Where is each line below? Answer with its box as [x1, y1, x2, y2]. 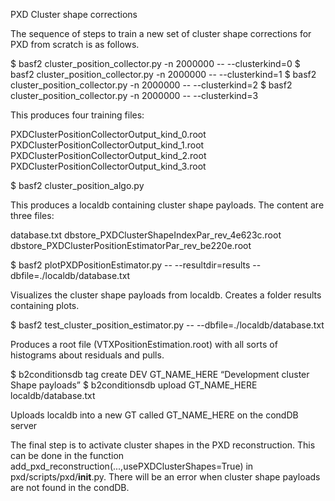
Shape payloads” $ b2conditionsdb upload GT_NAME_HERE [10, 379, 258, 391]
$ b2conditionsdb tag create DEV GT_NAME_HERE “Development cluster [10, 369, 310, 380]
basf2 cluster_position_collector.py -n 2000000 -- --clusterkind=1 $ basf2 [10, 69, 317, 80]
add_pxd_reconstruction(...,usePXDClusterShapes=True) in [10, 460, 254, 472]
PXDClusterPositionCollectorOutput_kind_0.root [10, 129, 207, 140]
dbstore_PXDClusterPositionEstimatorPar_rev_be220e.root [10, 240, 252, 251]
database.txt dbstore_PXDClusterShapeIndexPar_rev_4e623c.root [10, 229, 282, 241]
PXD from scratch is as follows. [10, 39, 140, 50]
